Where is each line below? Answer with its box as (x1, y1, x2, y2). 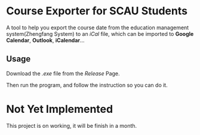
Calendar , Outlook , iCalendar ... (6, 36, 85, 44)
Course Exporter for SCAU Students (6, 4, 188, 18)
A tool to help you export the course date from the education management (6, 24, 189, 31)
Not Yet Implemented (6, 102, 113, 116)
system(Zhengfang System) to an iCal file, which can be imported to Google (6, 30, 194, 37)
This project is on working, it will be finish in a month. (6, 122, 137, 129)
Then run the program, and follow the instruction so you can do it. (6, 81, 168, 88)
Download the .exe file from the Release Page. (6, 70, 121, 77)
